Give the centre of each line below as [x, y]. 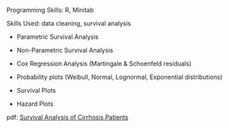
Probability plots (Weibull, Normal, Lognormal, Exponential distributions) [119, 77]
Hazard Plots [35, 104]
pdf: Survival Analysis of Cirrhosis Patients [68, 117]
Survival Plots [36, 90]
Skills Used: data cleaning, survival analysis [69, 23]
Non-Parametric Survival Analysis [65, 50]
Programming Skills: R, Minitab [50, 10]
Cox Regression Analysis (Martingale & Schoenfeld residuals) [104, 64]
